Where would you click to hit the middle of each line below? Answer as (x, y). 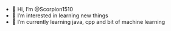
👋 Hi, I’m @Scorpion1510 (42, 9)
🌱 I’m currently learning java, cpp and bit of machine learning (89, 22)
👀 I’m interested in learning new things (60, 15)
